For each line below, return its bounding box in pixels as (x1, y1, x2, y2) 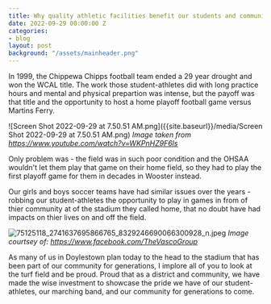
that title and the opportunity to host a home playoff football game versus (8, 98, 252, 106)
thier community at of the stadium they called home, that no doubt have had (8, 204, 261, 214)
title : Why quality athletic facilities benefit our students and (8, 11, 236, 20)
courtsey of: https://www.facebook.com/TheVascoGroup (8, 237, 198, 246)
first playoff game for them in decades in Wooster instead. (8, 171, 202, 181)
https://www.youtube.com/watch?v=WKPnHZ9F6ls (8, 139, 178, 148)
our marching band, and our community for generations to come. (39, 287, 255, 296)
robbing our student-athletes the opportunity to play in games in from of (8, 195, 248, 205)
